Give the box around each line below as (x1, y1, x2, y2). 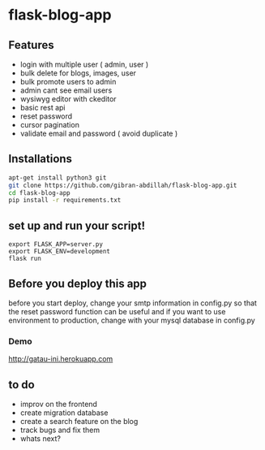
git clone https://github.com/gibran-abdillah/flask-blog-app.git (8, 181, 237, 189)
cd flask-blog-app (8, 188, 71, 197)
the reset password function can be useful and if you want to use (8, 306, 226, 316)
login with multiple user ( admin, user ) (19, 59, 149, 69)
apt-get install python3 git (8, 173, 107, 182)
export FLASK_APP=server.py (8, 240, 104, 249)
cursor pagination (19, 120, 79, 129)
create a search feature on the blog (19, 417, 139, 426)
